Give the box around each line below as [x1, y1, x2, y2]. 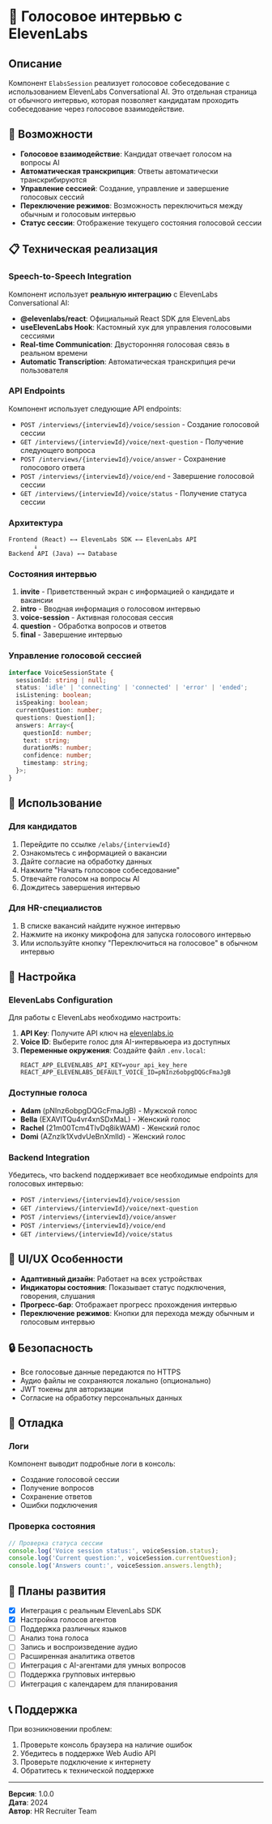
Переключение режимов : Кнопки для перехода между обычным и [19, 1308, 255, 1318]
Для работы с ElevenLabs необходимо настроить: [8, 1013, 181, 1023]
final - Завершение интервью [19, 630, 123, 639]
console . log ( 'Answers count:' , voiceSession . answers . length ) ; [8, 1561, 223, 1570]
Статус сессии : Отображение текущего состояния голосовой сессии [19, 218, 262, 228]
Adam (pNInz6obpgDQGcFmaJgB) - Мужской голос [19, 1105, 198, 1115]
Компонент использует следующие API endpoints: [8, 404, 182, 413]
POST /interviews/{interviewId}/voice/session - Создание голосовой [19, 419, 260, 429]
